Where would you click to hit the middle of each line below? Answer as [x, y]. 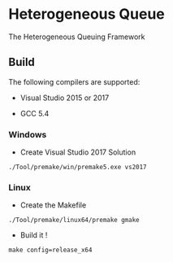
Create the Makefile [53, 205]
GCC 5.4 [35, 113]
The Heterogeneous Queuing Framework [77, 37]
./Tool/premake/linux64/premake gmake [74, 221]
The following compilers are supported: [74, 81]
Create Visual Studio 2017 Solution [78, 152]
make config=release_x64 [50, 250]
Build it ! [34, 235]
